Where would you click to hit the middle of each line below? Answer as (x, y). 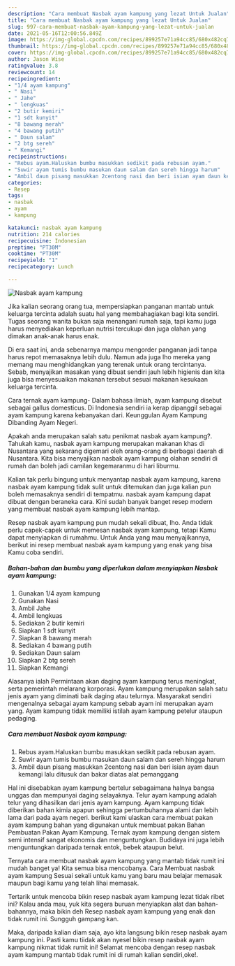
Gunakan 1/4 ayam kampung (59, 593)
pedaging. (23, 718)
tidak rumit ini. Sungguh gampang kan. (63, 918)
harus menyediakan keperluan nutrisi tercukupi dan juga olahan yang (107, 329)
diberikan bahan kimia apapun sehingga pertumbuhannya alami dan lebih (113, 810)
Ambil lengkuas (40, 615)
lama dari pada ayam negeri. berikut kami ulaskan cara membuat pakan (111, 817)
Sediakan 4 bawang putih (55, 645)
